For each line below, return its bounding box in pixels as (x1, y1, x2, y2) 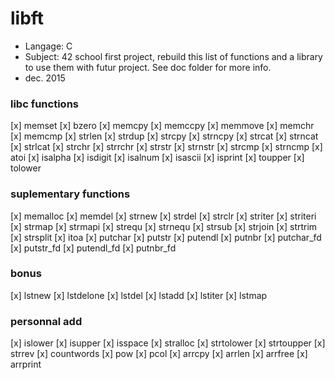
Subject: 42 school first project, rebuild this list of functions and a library (24, 50, 323, 62)
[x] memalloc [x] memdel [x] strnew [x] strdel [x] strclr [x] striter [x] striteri (10, 210, 317, 222)
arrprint (10, 358, 42, 371)
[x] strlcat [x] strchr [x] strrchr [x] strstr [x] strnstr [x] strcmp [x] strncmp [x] (10, 141, 323, 153)
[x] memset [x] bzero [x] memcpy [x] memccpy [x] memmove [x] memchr (10, 120, 315, 132)
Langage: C (24, 40, 73, 52)
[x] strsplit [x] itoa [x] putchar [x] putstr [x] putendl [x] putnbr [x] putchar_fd (10, 231, 322, 243)
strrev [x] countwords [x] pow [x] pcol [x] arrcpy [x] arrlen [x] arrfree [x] (10, 348, 308, 360)
